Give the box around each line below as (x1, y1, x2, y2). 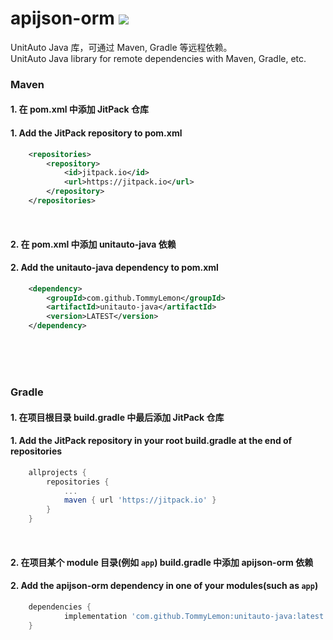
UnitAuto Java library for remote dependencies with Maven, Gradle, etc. (10, 52, 307, 64)
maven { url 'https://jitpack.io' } (63, 495, 217, 506)
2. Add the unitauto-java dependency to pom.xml (10, 262, 219, 274)
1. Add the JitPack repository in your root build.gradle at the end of (10, 435, 293, 447)
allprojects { (28, 467, 87, 477)
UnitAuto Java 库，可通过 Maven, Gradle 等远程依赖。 (10, 41, 233, 53)
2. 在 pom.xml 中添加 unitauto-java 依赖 (10, 238, 177, 250)
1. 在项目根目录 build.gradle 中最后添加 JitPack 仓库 (10, 411, 225, 423)
